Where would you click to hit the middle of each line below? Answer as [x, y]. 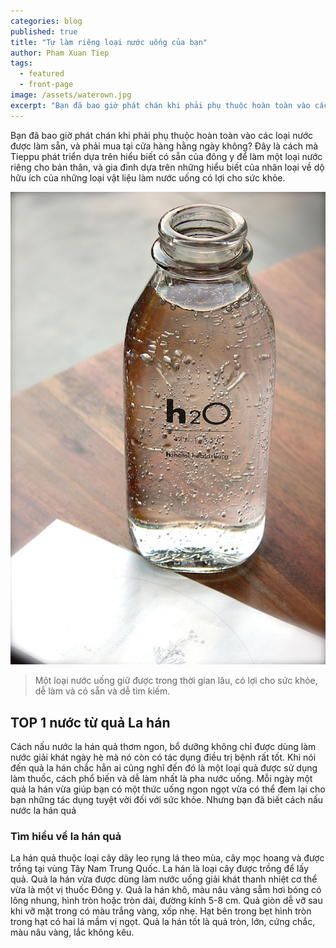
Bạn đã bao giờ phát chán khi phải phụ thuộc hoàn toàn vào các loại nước [161, 135]
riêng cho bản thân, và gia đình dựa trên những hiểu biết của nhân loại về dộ [167, 167]
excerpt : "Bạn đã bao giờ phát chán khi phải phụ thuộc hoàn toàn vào [160, 105]
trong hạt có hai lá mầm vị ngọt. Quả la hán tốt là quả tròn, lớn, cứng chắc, [163, 922]
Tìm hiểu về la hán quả [66, 837]
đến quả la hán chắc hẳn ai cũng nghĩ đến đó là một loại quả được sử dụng [164, 768]
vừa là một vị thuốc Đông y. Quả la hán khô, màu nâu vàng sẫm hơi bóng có [166, 890]
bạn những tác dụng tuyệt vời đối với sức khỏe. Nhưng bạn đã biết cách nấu [167, 800]
